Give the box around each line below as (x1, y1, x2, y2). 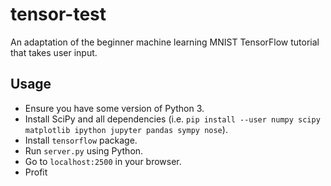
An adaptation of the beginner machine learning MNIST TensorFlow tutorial (10, 36, 320, 48)
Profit (24, 166, 48, 178)
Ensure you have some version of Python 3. (24, 102, 205, 114)
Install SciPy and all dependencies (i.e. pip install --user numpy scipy (24, 113, 321, 125)
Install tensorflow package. (24, 134, 138, 146)
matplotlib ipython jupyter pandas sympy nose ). (24, 123, 228, 135)
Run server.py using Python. (24, 144, 144, 157)
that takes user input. (10, 46, 98, 58)
